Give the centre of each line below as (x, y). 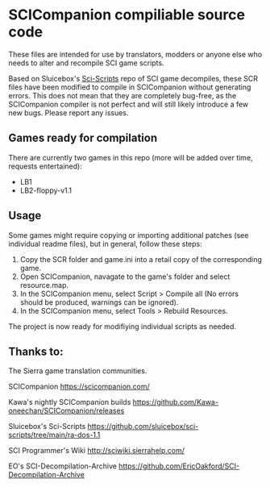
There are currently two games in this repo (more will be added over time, (131, 157)
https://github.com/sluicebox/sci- (143, 427)
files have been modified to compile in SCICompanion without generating (130, 87)
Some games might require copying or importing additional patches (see (129, 235)
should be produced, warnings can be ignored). (99, 302)
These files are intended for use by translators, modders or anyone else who (135, 54)
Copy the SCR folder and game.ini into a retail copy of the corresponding (141, 259)
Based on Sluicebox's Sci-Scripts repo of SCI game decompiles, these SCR (133, 78)
